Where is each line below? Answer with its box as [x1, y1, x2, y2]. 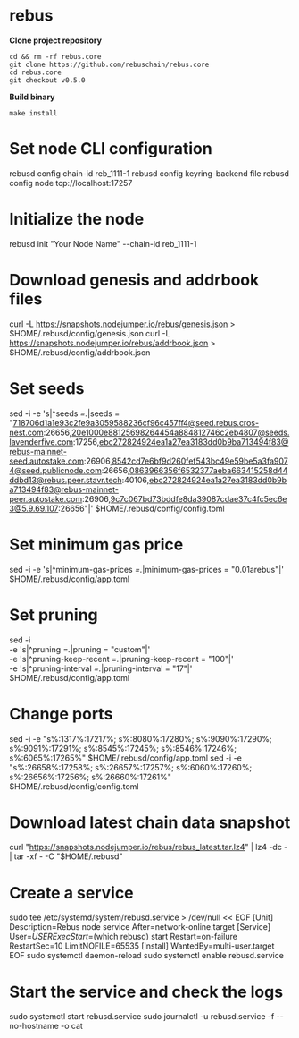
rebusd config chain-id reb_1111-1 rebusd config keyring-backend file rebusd [9, 167, 290, 179]
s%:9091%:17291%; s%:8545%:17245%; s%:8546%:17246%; [9, 743, 237, 753]
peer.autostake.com [9, 493, 83, 504]
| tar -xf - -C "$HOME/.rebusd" [9, 851, 123, 862]
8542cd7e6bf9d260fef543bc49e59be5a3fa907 [112, 455, 288, 466]
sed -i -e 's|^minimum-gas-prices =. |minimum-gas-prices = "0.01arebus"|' [9, 564, 284, 574]
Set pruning [9, 605, 98, 625]
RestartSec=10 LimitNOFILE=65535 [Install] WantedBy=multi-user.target [9, 940, 275, 951]
